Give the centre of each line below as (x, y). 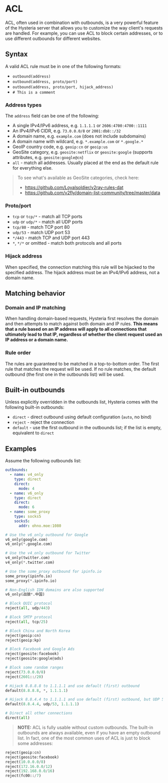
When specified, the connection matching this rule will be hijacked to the (80, 267)
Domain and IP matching (35, 307)
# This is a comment (34, 92)
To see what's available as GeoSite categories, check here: (78, 178)
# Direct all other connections (39, 713)
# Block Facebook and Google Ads (40, 649)
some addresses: (35, 743)
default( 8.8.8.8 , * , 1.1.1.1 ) (37, 690)
